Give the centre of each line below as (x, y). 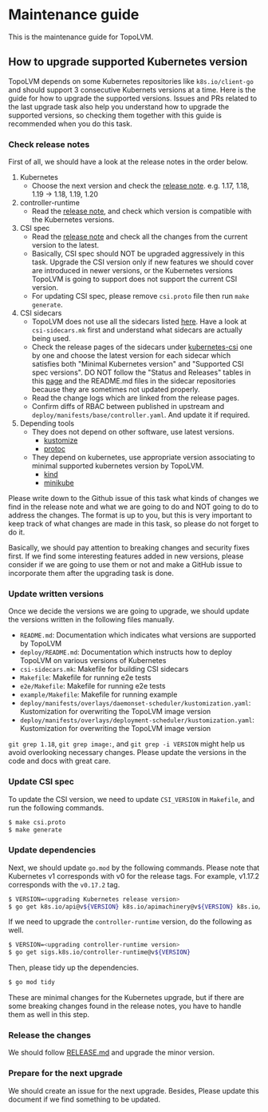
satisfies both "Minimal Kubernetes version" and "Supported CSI (138, 364)
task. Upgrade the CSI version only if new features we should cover (142, 262)
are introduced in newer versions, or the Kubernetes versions (132, 271)
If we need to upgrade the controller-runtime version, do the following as (130, 922)
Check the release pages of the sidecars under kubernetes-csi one (142, 347)
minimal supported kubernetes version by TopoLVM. (118, 466)
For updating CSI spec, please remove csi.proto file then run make (140, 296)
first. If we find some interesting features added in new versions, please (126, 556)
